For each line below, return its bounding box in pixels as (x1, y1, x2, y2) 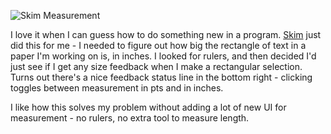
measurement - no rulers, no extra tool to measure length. (10, 112, 250, 124)
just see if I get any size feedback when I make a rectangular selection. (10, 61, 303, 72)
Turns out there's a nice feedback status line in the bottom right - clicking (10, 71, 313, 83)
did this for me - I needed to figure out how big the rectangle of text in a (10, 40, 307, 51)
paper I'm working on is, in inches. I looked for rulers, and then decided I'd (10, 50, 317, 62)
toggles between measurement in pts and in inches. (10, 82, 224, 94)
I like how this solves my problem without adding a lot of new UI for (10, 101, 287, 113)
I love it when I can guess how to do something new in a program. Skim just (10, 29, 322, 40)
